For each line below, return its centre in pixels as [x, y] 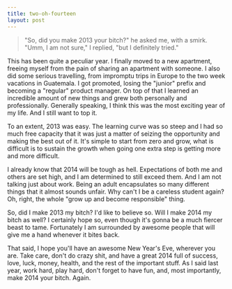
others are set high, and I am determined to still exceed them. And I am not [114, 177]
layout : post [26, 20]
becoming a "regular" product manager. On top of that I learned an [103, 91]
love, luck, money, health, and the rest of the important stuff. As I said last [113, 263]
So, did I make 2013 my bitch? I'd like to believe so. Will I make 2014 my [110, 212]
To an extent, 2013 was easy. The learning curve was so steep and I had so [115, 126]
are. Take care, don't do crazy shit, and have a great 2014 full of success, [113, 256]
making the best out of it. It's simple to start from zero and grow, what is [110, 141]
